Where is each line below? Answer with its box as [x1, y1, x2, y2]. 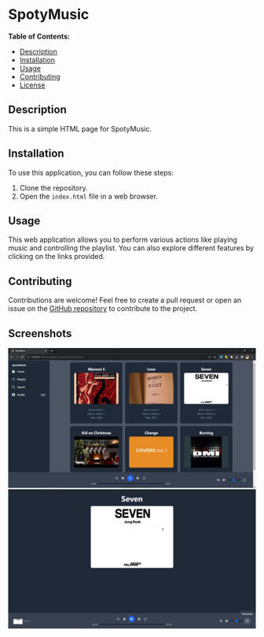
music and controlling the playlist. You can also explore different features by [8, 243, 254, 253]
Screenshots [8, 327, 72, 340]
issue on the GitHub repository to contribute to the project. [8, 304, 198, 313]
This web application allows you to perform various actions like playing [8, 235, 238, 245]
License [19, 80, 46, 90]
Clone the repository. [19, 183, 88, 192]
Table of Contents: [8, 31, 71, 41]
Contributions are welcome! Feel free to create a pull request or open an [8, 295, 242, 305]
